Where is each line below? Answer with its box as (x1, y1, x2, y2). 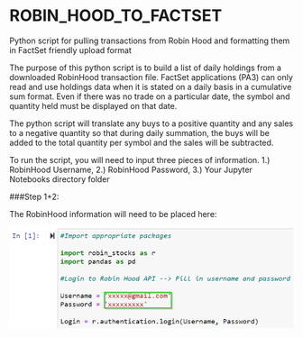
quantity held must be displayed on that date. (9, 100, 178, 111)
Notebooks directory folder (9, 173, 110, 185)
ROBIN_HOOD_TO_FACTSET (9, 5, 223, 26)
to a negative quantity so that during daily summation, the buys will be (9, 127, 271, 138)
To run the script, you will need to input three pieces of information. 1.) (9, 154, 271, 165)
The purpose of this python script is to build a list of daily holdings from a (9, 62, 282, 73)
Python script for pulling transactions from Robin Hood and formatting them (9, 35, 290, 46)
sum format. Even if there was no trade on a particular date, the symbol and (9, 91, 290, 102)
